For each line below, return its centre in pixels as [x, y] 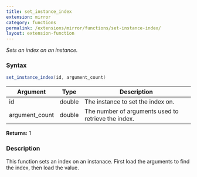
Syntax [16, 65]
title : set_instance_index [39, 11]
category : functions [31, 22]
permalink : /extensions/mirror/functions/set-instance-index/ [84, 28]
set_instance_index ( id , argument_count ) [56, 78]
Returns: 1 [18, 133]
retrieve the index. [110, 119]
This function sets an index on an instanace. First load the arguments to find [98, 161]
